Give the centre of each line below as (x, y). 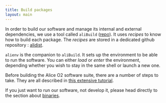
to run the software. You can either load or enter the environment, (73, 60)
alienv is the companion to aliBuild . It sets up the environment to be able (81, 55)
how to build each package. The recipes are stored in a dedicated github (80, 39)
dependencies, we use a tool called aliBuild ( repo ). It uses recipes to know (83, 34)
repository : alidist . (24, 45)
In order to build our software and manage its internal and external (73, 29)
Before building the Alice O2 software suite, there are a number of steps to (82, 75)
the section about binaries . (33, 95)
